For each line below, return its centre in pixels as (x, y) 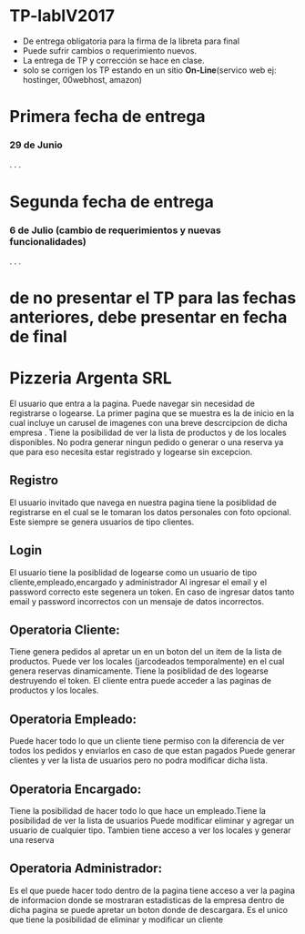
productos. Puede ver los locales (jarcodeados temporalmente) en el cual (147, 662)
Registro (34, 480)
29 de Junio (36, 145)
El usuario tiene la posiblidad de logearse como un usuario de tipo (133, 572)
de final (39, 337)
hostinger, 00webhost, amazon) (82, 79)
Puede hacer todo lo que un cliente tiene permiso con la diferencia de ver (147, 741)
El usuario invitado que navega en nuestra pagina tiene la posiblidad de (143, 503)
